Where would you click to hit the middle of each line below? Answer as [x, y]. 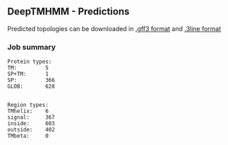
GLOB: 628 [31, 87]
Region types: [28, 105]
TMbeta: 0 [28, 136]
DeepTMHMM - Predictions [68, 12]
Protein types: [30, 62]
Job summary [32, 47]
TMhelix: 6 [28, 111]
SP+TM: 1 [28, 74]
